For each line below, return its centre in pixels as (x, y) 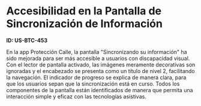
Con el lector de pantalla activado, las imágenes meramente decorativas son (101, 65)
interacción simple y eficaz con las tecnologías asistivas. (76, 96)
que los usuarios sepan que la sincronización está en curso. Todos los (93, 84)
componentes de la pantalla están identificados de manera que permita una (100, 90)
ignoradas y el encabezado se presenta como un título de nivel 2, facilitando (100, 71)
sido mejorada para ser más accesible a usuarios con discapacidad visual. (98, 58)
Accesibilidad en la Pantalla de (84, 11)
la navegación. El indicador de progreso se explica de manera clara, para (96, 77)
